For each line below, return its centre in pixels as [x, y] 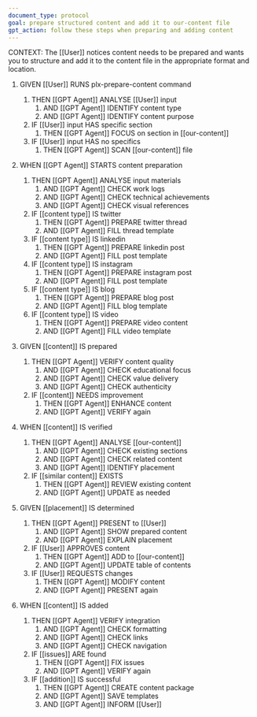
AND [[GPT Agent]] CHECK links [95, 637]
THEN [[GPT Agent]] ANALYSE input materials [106, 180]
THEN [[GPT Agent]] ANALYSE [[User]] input [104, 100]
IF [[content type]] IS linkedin [78, 239]
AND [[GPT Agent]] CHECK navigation [105, 646]
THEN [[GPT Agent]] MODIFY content [104, 582]
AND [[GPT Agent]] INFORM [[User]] [103, 704]
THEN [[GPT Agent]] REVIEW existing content [117, 485]
